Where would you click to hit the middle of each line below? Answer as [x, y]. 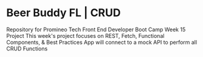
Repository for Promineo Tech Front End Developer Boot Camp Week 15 [96, 29]
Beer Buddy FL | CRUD [64, 13]
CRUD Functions [27, 49]
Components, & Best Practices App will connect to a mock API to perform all [102, 42]
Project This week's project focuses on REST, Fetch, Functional [85, 35]
